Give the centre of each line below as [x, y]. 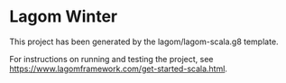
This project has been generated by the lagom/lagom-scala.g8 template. [144, 41]
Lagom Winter [64, 17]
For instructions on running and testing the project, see [111, 59]
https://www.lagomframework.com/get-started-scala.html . [119, 69]
